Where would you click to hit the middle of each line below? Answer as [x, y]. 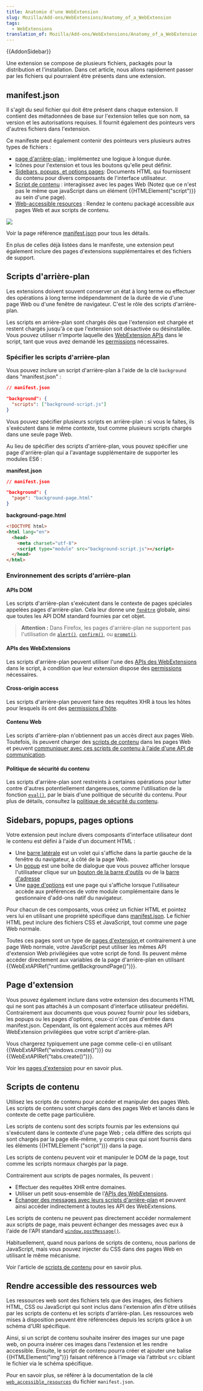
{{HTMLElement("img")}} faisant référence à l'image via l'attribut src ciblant [101, 1357]
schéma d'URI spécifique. [38, 1326]
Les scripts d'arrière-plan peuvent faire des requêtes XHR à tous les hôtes [99, 702]
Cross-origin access [32, 688]
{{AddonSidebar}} [29, 51]
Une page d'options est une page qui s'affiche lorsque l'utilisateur [97, 885]
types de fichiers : [29, 147]
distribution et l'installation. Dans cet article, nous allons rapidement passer [100, 69]
